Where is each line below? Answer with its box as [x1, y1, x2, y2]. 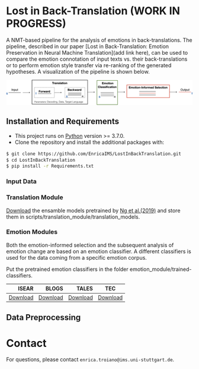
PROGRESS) [6, 17, 66, 30]
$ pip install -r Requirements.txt [6, 163, 94, 169]
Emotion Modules [6, 228, 58, 236]
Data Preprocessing [6, 313, 81, 323]
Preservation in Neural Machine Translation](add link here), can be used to [6, 49, 188, 56]
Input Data [6, 177, 37, 185]
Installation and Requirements [6, 116, 120, 127]
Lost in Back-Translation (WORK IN [6, 4, 181, 18]
